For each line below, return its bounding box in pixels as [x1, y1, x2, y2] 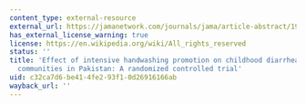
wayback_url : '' [9, 81, 71, 90]
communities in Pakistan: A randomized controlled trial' [17, 65, 243, 74]
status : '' [9, 47, 51, 57]
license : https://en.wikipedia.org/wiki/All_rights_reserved [9, 38, 247, 48]
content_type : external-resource [9, 13, 137, 23]
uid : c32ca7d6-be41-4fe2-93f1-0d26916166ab [9, 73, 178, 82]
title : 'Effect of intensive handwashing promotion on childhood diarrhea [9, 56, 300, 65]
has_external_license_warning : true [9, 30, 148, 39]
